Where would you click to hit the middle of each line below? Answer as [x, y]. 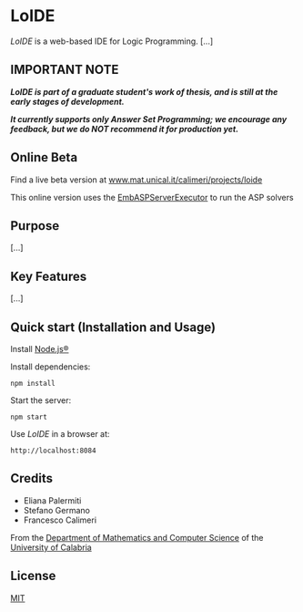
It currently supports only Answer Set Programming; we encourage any [149, 119]
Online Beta [44, 157]
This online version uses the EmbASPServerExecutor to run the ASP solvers [152, 197]
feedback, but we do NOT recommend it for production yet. [125, 129]
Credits [32, 478]
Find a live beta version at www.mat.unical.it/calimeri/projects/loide [136, 180]
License [33, 576]
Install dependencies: [50, 367]
